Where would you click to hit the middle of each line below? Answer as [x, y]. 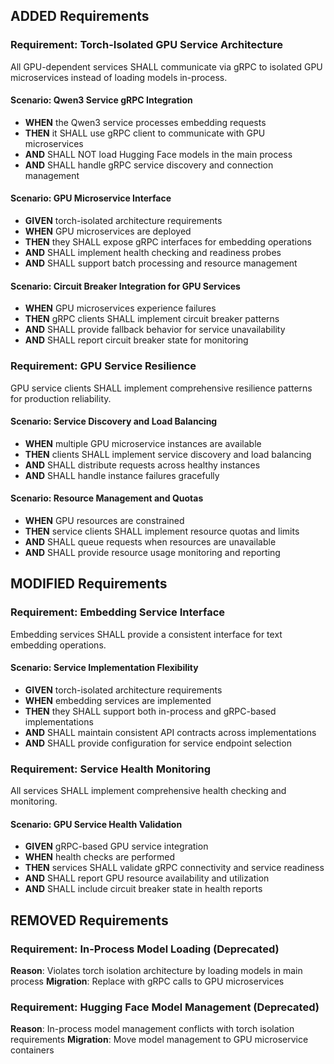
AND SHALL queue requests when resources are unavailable [150, 542]
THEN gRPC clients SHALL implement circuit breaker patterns [152, 319]
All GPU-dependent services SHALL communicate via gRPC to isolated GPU [166, 66]
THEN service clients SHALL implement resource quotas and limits [162, 531]
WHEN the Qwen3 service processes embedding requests [145, 122]
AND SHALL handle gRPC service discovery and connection [149, 165]
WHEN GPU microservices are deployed [108, 231]
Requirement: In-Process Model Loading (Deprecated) [145, 949]
